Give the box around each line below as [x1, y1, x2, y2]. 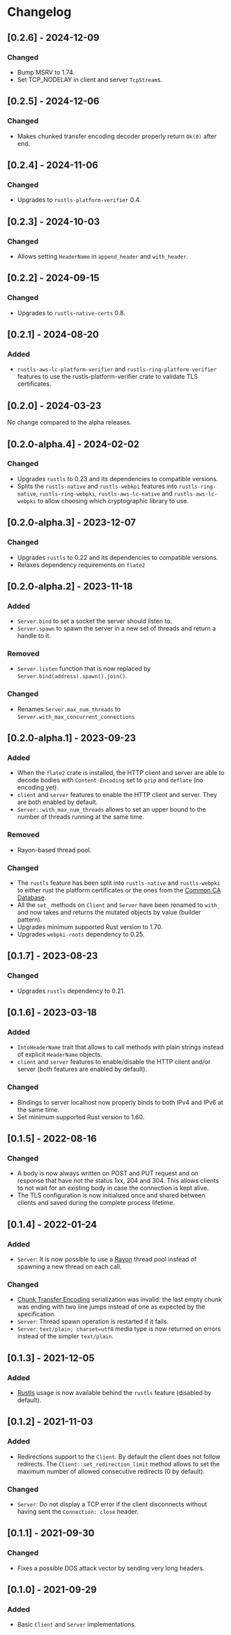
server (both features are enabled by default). [17, 1065, 148, 1074]
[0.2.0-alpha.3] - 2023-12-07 [7, 516, 137, 529]
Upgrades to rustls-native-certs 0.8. [17, 308, 125, 317]
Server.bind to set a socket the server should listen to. [17, 617, 172, 626]
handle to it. [17, 632, 52, 640]
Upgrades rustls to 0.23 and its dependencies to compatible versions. [17, 474, 219, 483]
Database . [17, 893, 47, 902]
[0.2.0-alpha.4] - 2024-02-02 [7, 438, 140, 450]
